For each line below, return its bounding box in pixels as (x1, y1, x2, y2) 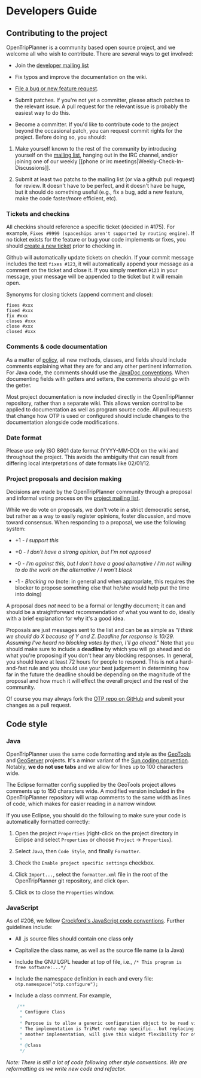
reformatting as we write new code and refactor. (6, 1065, 126, 1073)
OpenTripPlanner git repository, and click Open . (14, 877, 130, 884)
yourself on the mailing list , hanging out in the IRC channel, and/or (14, 151, 178, 158)
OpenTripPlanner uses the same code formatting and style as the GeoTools (6, 750, 191, 758)
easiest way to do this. (14, 109, 71, 116)
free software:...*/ (14, 964, 66, 971)
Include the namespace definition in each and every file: (14, 975, 154, 982)
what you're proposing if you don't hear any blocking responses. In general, (6, 652, 193, 659)
